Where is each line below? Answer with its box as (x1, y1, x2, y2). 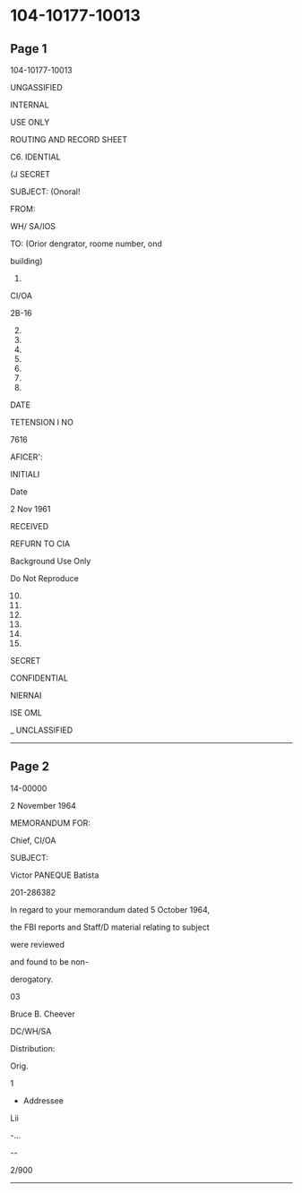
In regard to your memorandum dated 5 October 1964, (10, 904, 210, 914)
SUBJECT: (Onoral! (10, 186, 81, 197)
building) (10, 256, 43, 266)
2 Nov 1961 (10, 503, 51, 514)
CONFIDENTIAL (10, 673, 68, 683)
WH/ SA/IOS (10, 221, 56, 231)
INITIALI (10, 469, 40, 479)
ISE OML (10, 708, 43, 717)
